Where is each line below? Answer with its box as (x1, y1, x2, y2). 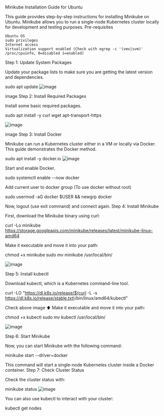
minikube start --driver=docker (5, 353, 68, 358)
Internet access (5, 42, 38, 47)
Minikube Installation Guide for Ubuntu (5, 4, 83, 10)
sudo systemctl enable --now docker (5, 175, 80, 180)
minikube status (5, 386, 38, 392)
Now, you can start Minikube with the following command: (5, 343, 122, 349)
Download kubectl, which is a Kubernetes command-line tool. (5, 280, 129, 286)
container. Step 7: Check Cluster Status (5, 367, 85, 373)
